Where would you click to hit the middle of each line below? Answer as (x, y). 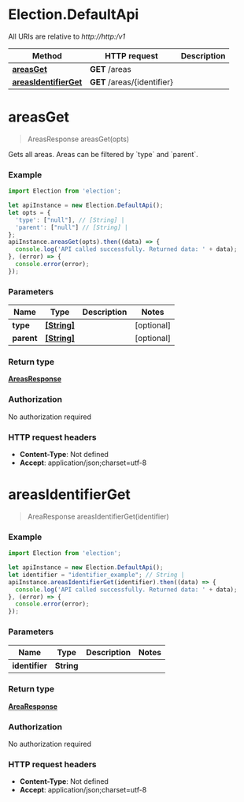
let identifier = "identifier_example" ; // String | (96, 575)
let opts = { (30, 212)
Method (47, 55)
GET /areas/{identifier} (131, 82)
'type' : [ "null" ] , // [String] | (70, 220)
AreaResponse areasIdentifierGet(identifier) (98, 516)
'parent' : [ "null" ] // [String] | (72, 227)
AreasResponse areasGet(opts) (78, 139)
